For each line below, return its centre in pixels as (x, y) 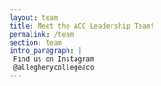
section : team (36, 43)
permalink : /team (42, 34)
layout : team (34, 17)
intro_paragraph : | (46, 51)
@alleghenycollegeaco (54, 68)
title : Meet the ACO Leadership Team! (82, 26)
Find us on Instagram (54, 59)
